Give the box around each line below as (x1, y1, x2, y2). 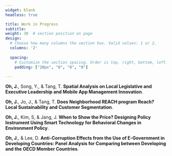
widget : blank (5, 7, 36, 13)
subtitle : (5, 26, 27, 31)
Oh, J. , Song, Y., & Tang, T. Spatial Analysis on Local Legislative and (5, 83, 152, 90)
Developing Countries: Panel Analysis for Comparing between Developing (5, 141, 166, 147)
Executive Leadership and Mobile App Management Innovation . (5, 89, 143, 95)
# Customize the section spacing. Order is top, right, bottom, (14, 60, 155, 65)
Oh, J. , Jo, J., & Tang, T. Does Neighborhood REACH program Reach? (5, 99, 155, 105)
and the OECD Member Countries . (5, 146, 79, 152)
